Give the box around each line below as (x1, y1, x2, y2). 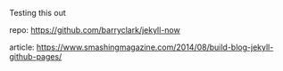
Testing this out (9, 8, 67, 18)
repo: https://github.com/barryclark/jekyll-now (9, 25, 180, 35)
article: (9, 42, 35, 52)
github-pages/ (9, 51, 62, 61)
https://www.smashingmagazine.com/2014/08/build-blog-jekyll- (36, 42, 274, 52)
